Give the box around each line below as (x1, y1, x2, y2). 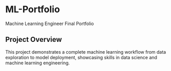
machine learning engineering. (5, 60, 70, 66)
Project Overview (5, 35, 62, 44)
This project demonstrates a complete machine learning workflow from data (5, 49, 166, 55)
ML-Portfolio (5, 4, 60, 15)
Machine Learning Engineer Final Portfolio (5, 20, 94, 27)
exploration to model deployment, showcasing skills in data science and (5, 54, 158, 60)
